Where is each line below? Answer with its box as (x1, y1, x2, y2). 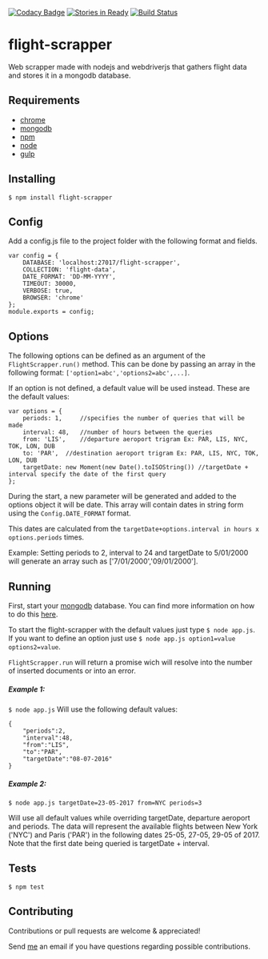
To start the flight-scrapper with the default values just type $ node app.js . (8, 625, 256, 634)
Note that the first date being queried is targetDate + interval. (8, 838, 210, 848)
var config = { (8, 252, 59, 260)
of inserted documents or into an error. (8, 666, 136, 676)
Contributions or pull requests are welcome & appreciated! (8, 925, 201, 936)
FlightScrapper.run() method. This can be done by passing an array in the (8, 359, 256, 369)
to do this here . (8, 609, 58, 619)
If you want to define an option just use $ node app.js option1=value (8, 633, 236, 643)
